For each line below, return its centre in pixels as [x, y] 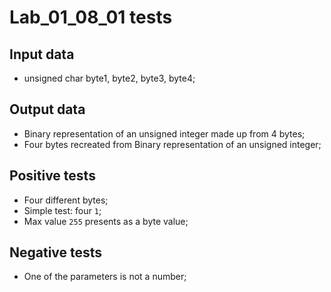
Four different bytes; [66, 200]
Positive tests [52, 176]
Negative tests [56, 252]
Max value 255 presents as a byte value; [106, 221]
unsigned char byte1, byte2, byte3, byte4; [109, 78]
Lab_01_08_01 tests [91, 17]
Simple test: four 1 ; [62, 210]
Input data [42, 54]
